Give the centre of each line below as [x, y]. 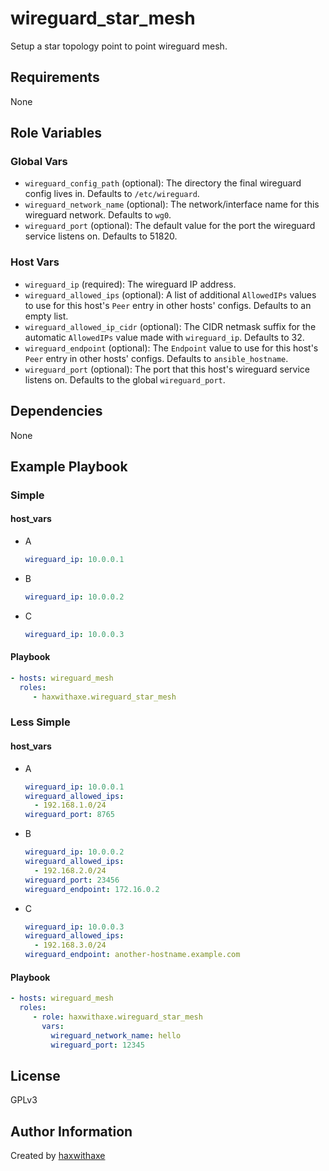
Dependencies [56, 411]
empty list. [46, 316]
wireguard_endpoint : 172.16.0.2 [92, 889]
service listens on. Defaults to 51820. [101, 236]
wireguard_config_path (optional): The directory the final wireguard [163, 183]
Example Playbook [69, 466]
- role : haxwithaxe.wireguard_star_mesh [117, 1017]
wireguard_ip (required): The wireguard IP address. [130, 284]
